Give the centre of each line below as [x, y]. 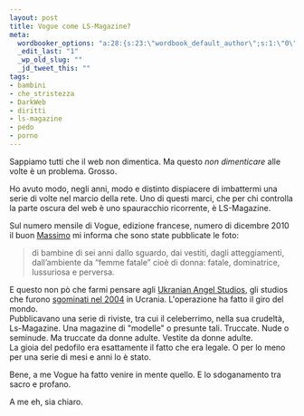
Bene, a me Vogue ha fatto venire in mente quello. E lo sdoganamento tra [146, 374]
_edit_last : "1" [48, 52]
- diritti [28, 111]
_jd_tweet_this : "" [54, 69]
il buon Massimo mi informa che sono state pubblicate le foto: [124, 235]
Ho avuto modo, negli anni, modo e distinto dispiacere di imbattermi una [143, 189]
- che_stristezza [42, 93]
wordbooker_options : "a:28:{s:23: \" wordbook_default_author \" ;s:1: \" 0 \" [157, 43]
